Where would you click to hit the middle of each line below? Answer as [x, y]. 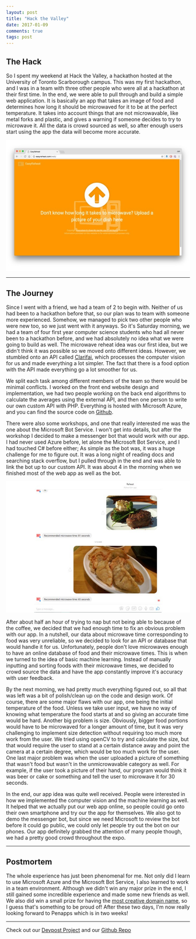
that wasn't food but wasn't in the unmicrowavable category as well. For [93, 764]
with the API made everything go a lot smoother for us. [72, 369]
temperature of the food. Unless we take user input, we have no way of [91, 708]
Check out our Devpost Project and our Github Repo [69, 930]
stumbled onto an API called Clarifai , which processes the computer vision [95, 357]
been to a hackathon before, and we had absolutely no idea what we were [95, 338]
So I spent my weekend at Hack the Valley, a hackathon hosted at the [89, 76]
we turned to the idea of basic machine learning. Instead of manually [89, 659]
